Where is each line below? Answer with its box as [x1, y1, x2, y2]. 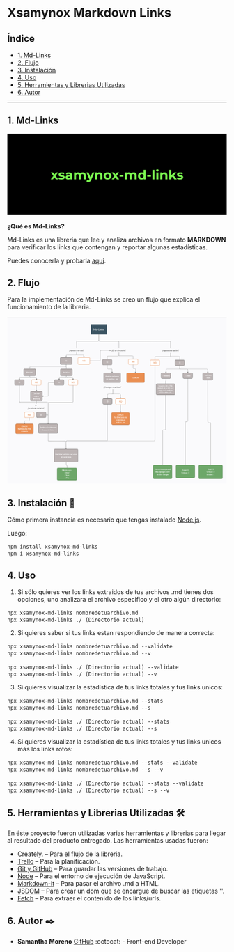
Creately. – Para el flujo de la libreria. [17, 850, 123, 858]
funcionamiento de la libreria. [7, 303, 91, 311]
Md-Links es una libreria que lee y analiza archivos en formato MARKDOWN [7, 235, 226, 244]
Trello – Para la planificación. [17, 857, 100, 865]
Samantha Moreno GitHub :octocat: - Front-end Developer [17, 937, 187, 945]
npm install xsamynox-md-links [7, 543, 98, 551]
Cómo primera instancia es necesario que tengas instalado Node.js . [7, 515, 202, 524]
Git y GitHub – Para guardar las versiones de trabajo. [17, 864, 169, 873]
